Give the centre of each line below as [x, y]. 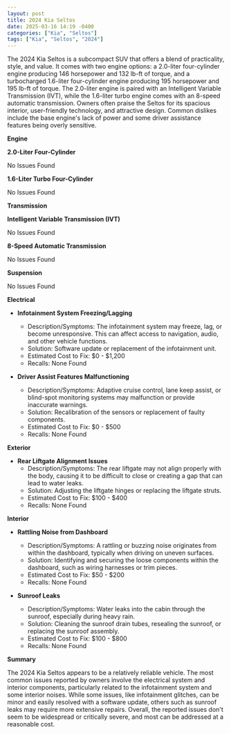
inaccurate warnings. [57, 405]
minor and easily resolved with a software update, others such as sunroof [112, 702]
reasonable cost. [31, 724]
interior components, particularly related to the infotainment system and [110, 688]
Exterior [19, 448]
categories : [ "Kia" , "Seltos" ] [52, 33]
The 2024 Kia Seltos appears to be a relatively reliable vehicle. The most [111, 673]
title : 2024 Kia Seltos [41, 20]
